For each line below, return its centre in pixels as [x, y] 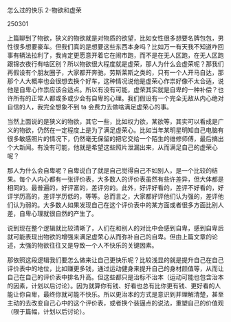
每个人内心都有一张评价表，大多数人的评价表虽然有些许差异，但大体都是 [121, 179]
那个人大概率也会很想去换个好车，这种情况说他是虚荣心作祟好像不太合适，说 [115, 81]
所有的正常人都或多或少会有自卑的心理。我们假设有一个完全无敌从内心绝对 [118, 98]
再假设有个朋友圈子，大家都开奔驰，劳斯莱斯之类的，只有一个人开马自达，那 [115, 72]
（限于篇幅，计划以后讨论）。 [48, 311]
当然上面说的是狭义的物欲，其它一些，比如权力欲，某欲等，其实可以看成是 [112, 121]
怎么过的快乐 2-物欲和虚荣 [44, 10]
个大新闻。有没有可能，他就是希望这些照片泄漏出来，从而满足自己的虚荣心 [112, 147]
